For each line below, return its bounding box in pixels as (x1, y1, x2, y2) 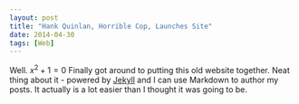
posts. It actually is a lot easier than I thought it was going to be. (9, 83, 247, 95)
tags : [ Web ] (9, 38, 54, 48)
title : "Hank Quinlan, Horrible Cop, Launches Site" (9, 22, 213, 31)
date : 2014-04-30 (9, 30, 75, 39)
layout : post (9, 13, 59, 23)
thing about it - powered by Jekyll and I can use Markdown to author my (9, 74, 279, 85)
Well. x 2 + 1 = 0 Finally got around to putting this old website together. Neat (9, 63, 290, 75)
